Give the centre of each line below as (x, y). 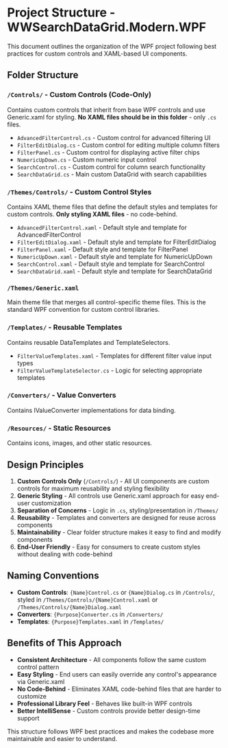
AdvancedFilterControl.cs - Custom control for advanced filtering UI (114, 137)
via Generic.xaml (41, 681)
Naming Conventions (53, 576)
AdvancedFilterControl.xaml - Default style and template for (102, 227)
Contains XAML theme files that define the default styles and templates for (112, 207)
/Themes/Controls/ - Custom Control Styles (79, 192)
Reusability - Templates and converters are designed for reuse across (116, 517)
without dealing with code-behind (65, 554)
